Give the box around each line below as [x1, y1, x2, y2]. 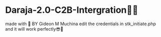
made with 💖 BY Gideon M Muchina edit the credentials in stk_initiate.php [5, 21, 156, 27]
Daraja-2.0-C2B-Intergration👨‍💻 [5, 4, 138, 16]
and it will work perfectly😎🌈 [5, 26, 63, 32]
